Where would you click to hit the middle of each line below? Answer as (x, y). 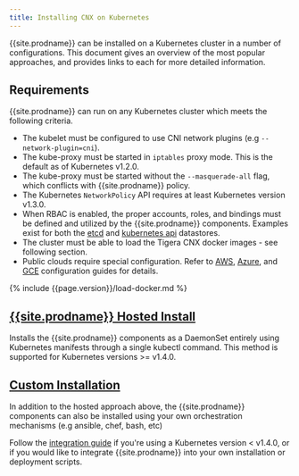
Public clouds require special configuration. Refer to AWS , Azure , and (150, 262)
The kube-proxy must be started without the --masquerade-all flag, (146, 176)
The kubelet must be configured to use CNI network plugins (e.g (141, 138)
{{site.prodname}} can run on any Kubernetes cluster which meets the (138, 112)
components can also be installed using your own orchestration (126, 416)
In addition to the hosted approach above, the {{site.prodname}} (127, 406)
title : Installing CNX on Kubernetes (79, 17)
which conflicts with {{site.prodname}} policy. (106, 186)
